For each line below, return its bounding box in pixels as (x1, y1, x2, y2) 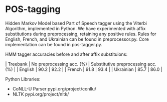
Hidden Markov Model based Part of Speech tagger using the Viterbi (5, 20, 147, 26)
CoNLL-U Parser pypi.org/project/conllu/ (12, 85, 96, 91)
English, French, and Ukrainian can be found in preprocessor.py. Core (5, 36, 149, 42)
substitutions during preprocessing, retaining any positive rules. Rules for (5, 31, 156, 37)
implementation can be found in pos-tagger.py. (5, 41, 102, 47)
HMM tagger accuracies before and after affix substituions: (5, 51, 128, 57)
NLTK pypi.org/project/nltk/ (12, 91, 69, 97)
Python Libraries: (5, 76, 41, 82)
